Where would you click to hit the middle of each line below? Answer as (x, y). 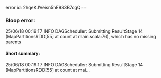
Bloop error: (20, 20)
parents (13, 42)
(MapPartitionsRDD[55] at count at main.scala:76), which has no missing (81, 37)
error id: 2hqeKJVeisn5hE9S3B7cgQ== (46, 7)
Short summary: (23, 53)
